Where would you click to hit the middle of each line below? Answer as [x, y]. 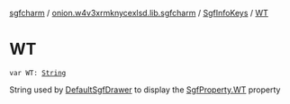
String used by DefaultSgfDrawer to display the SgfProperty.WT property [145, 90]
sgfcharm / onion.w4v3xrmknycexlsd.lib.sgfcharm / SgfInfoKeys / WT [139, 13]
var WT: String [38, 73]
